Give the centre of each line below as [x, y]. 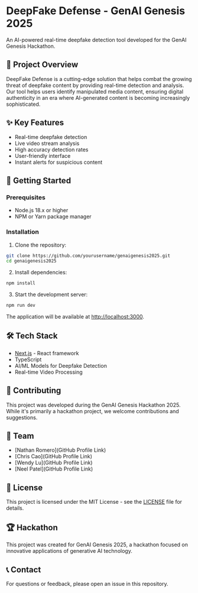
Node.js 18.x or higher [41, 210]
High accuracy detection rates [51, 150]
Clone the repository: [40, 245]
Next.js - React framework [47, 353]
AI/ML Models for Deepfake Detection [61, 365]
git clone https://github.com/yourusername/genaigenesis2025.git [88, 255]
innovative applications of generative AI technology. [69, 551]
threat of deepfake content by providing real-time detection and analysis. [95, 85]
